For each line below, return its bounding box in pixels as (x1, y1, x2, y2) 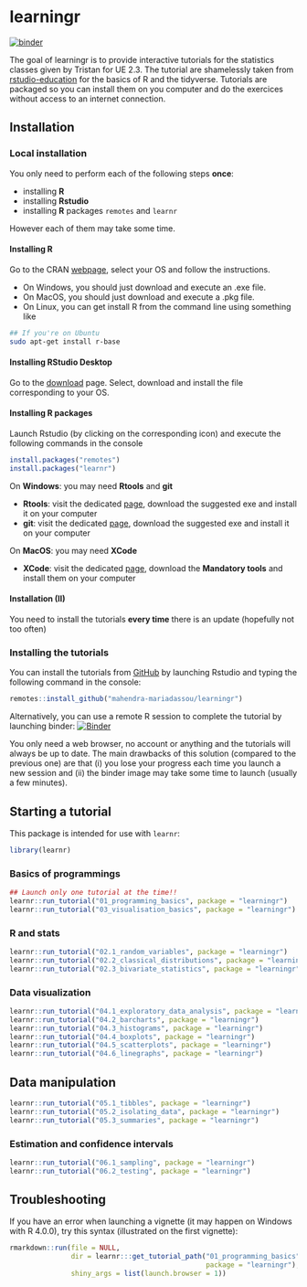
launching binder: (9, 720, 76, 732)
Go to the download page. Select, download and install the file (9, 377, 244, 388)
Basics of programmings (9, 867, 121, 879)
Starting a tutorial (9, 803, 111, 819)
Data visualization (9, 985, 91, 998)
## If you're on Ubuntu (9, 328, 101, 337)
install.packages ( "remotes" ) (9, 455, 121, 464)
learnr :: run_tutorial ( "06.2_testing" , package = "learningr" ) (9, 1166, 251, 1175)
